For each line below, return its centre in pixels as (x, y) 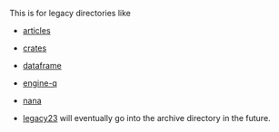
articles (37, 30)
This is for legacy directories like (70, 13)
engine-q (40, 83)
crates (35, 48)
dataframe (42, 66)
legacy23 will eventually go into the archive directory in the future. (146, 118)
